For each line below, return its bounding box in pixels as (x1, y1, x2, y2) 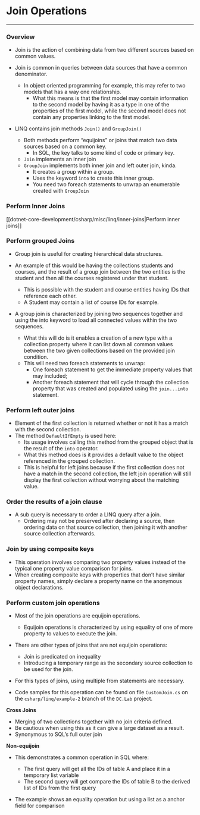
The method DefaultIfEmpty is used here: (14, 432, 117, 440)
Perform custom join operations (6, 598, 100, 607)
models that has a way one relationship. (23, 88, 121, 96)
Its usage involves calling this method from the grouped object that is (23, 438, 193, 446)
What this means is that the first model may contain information (32, 95, 189, 102)
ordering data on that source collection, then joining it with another (23, 524, 187, 531)
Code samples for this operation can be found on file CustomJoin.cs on (14, 689, 189, 696)
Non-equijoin (6, 742, 40, 750)
